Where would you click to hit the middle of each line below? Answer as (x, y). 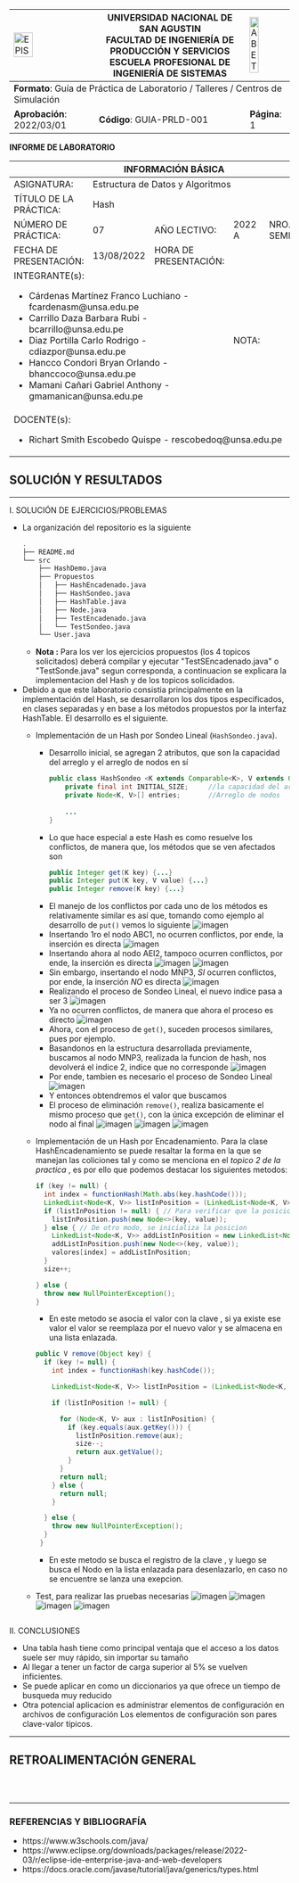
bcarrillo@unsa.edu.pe (77, 329)
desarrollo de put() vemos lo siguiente (120, 925)
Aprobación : (40, 114)
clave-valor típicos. (57, 1723)
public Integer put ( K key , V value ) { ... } (129, 881)
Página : (266, 114)
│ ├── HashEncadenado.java (93, 585)
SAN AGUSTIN (170, 29)
